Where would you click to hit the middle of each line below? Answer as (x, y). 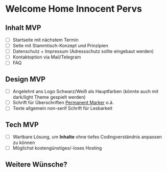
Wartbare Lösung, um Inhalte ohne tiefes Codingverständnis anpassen (87, 137)
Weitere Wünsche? (36, 164)
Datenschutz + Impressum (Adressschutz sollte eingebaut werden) (83, 51)
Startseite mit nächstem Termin (45, 40)
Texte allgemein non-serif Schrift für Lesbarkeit (63, 108)
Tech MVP (22, 124)
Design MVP (26, 79)
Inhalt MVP (23, 28)
